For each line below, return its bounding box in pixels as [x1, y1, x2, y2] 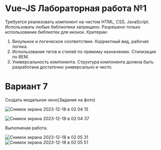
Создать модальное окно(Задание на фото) [5, 97, 96, 103]
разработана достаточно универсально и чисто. [12, 64, 113, 70]
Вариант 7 [5, 81, 48, 92]
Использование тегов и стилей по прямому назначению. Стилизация [12, 49, 156, 55]
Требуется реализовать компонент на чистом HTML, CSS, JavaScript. [5, 19, 150, 25]
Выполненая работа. [5, 125, 48, 131]
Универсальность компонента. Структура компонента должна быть [12, 59, 154, 65]
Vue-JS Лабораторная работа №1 [5, 3, 147, 14]
